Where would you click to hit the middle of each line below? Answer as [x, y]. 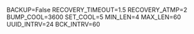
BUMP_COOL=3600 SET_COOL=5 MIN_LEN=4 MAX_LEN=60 [94, 17]
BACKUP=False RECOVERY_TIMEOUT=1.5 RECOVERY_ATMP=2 [97, 10]
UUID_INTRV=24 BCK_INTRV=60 [53, 24]
